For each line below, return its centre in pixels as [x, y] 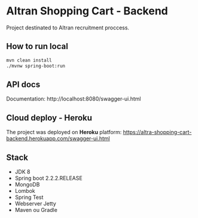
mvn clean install [29, 60]
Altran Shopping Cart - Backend [87, 11]
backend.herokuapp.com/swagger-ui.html [58, 138]
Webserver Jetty [36, 203]
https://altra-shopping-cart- [157, 132]
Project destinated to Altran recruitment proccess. [68, 28]
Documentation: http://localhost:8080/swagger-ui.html [74, 99]
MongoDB [27, 184]
